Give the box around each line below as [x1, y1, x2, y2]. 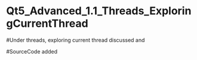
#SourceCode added [6, 48, 58, 55]
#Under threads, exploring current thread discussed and [6, 36, 145, 43]
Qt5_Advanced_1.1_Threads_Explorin [6, 4, 192, 18]
